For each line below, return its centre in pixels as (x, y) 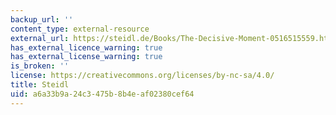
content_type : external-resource (80, 29)
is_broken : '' (40, 66)
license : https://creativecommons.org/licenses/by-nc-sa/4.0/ (142, 76)
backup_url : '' (42, 19)
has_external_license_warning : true (86, 57)
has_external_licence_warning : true (86, 47)
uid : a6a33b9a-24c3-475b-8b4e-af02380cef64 (102, 94)
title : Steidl (40, 85)
